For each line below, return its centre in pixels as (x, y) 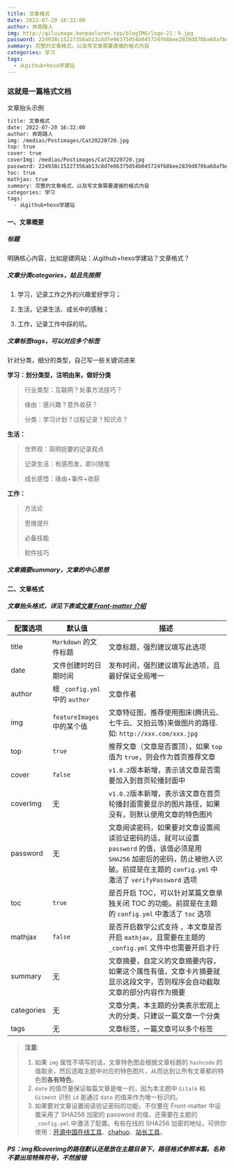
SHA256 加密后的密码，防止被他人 (162, 858)
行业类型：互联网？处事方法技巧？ (73, 389)
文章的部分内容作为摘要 (147, 992)
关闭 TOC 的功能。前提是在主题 (166, 903)
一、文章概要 (25, 222)
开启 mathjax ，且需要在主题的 (157, 937)
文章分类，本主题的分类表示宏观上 (164, 1005)
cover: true (24, 153)
